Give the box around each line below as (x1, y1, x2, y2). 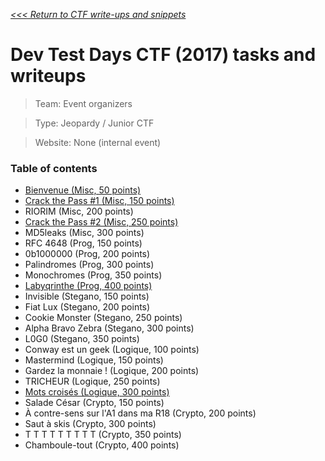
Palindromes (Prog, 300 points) (24, 259, 155, 271)
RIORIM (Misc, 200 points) (24, 205, 134, 218)
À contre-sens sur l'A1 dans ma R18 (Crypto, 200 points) (24, 407, 257, 419)
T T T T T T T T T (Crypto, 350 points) (24, 429, 182, 441)
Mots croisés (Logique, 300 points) (24, 386, 170, 398)
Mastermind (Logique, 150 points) (24, 354, 164, 366)
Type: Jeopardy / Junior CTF (34, 117, 155, 129)
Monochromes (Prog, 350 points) (24, 269, 163, 281)
